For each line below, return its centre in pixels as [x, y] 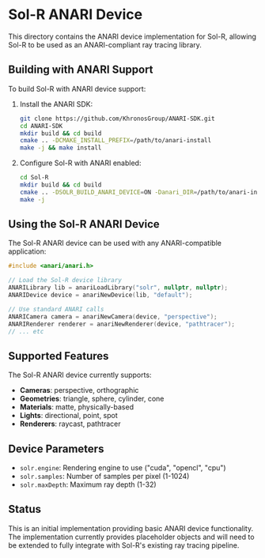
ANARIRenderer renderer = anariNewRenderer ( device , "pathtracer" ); [122, 324]
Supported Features [59, 356]
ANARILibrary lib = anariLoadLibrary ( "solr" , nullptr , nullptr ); [118, 288]
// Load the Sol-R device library [65, 281]
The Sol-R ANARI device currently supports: [80, 375]
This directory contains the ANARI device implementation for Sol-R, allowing [132, 36]
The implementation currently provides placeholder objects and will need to [131, 537]
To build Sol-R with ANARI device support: [77, 89]
